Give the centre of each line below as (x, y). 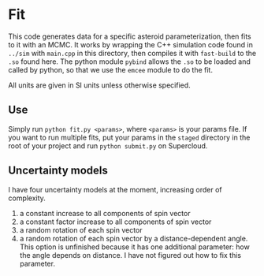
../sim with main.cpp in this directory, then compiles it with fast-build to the (132, 53)
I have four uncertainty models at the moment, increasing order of (115, 189)
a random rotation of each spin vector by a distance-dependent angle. (134, 238)
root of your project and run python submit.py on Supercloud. (108, 145)
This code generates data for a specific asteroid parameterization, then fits (130, 36)
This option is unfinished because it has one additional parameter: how (134, 247)
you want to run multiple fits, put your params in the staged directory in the (129, 137)
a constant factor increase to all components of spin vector (115, 222)
